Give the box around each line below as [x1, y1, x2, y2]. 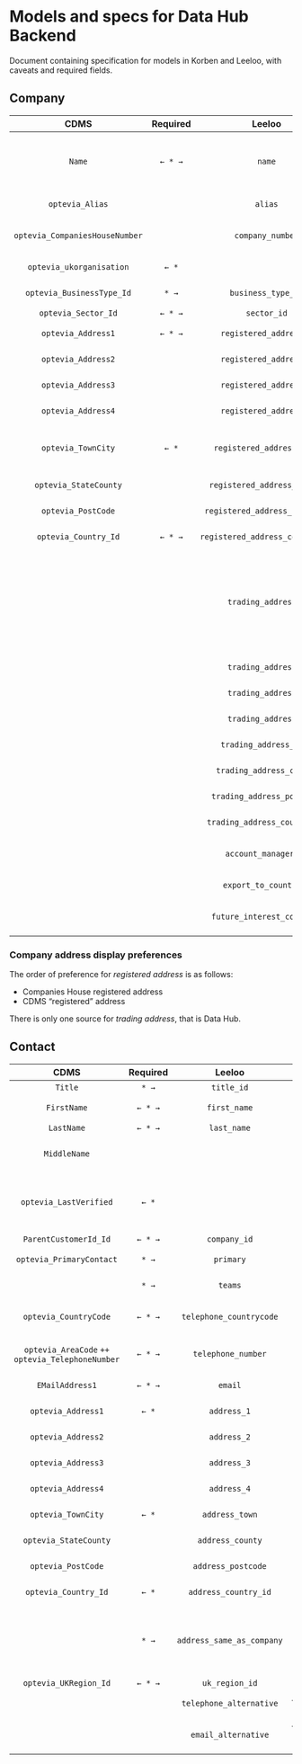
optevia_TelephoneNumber [13, 1354, 120, 1364]
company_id [206, 1234, 253, 1244]
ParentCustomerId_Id [22, 1234, 111, 1244]
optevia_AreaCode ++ [23, 1344, 110, 1355]
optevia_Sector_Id [39, 307, 119, 318]
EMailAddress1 [36, 1380, 97, 1390]
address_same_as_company [176, 1635, 283, 1645]
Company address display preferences [9, 949, 182, 961]
